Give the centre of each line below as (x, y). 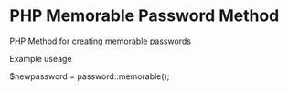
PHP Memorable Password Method (144, 16)
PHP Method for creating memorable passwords (101, 41)
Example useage (41, 58)
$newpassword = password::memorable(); (90, 76)
